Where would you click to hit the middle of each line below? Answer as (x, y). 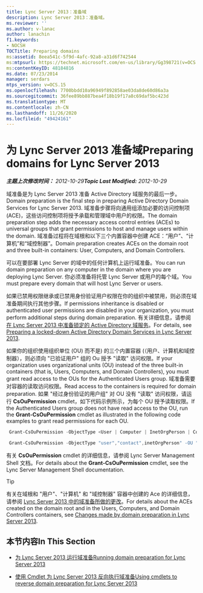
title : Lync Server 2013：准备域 (47, 12)
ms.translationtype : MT (36, 102)
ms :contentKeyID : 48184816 (40, 68)
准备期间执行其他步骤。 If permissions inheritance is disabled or (85, 303)
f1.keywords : (23, 40)
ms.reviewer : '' (27, 23)
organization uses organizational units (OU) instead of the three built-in (95, 365)
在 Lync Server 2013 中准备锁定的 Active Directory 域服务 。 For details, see (99, 325)
